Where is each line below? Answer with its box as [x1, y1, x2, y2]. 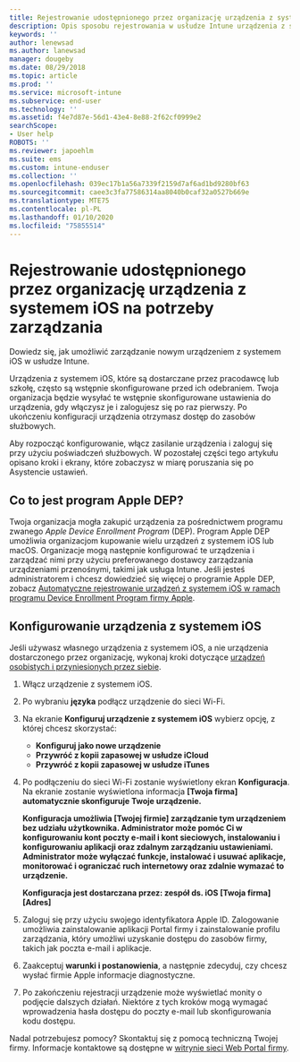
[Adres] [21, 897, 52, 908]
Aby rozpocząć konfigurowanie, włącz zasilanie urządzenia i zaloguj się [9, 438, 273, 449]
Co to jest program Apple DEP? [9, 492, 184, 508]
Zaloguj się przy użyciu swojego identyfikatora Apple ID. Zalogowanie [21, 914, 279, 925]
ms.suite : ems [9, 154, 62, 164]
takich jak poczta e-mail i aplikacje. [21, 943, 152, 954]
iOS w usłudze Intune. [9, 355, 90, 367]
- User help [9, 130, 54, 139]
